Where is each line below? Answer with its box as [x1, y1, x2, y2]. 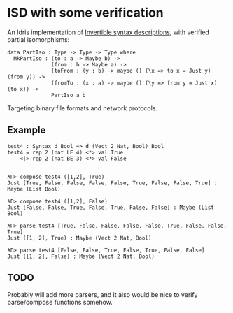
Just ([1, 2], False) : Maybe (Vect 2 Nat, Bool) [7, 253, 155, 260]
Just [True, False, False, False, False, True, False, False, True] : [7, 180, 218, 187]
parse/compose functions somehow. [7, 298, 113, 306]
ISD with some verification [7, 5, 164, 21]
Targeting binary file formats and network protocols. [7, 103, 158, 112]
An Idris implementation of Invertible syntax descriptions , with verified [7, 28, 210, 36]
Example [7, 124, 46, 136]
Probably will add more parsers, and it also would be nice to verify [7, 290, 198, 298]
